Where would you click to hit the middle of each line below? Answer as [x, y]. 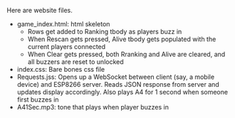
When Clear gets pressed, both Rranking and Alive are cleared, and [126, 54]
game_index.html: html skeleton [63, 24]
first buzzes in [38, 100]
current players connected [67, 47]
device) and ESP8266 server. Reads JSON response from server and [118, 84]
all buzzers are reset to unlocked [75, 62]
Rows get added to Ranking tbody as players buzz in [105, 32]
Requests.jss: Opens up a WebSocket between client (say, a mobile [116, 77]
